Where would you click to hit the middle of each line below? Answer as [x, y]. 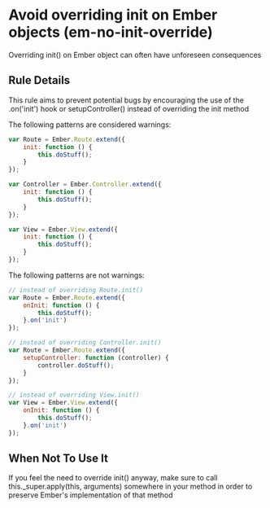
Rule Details [39, 80]
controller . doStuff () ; [76, 365]
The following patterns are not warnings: [76, 275]
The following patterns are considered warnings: [90, 125]
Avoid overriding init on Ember [113, 15]
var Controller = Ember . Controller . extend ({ [85, 185]
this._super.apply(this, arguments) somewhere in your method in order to [131, 487]
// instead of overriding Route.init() [76, 290]
